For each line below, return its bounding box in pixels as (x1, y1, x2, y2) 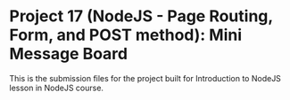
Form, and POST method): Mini (9, 25, 243, 45)
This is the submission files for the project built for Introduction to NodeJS (9, 73, 281, 83)
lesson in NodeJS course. (9, 82, 104, 93)
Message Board (9, 44, 128, 64)
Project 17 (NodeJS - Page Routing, (9, 6, 274, 27)
